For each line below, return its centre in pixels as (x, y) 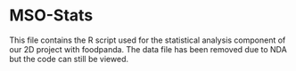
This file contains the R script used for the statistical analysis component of (148, 40)
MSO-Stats (51, 16)
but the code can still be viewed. (69, 59)
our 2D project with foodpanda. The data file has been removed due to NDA (148, 49)
